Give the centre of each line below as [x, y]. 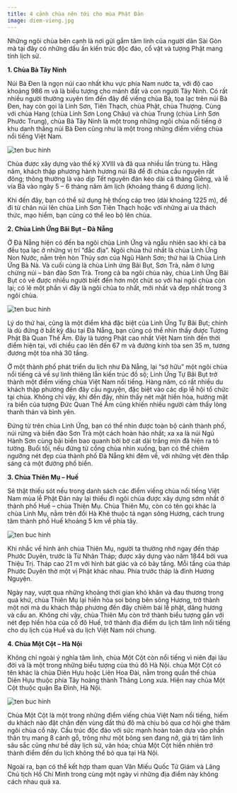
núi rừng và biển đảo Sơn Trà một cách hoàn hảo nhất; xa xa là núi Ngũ [111, 433]
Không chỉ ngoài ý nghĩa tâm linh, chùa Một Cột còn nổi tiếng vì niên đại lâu [117, 658]
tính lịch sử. [24, 56]
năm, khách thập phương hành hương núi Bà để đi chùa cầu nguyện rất [111, 171]
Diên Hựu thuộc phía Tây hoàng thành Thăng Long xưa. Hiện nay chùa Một [116, 680]
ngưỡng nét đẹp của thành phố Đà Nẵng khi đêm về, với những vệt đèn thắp [118, 455]
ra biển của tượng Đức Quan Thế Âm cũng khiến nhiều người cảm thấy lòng [117, 404]
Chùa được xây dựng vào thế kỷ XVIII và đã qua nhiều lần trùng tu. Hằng [112, 163]
